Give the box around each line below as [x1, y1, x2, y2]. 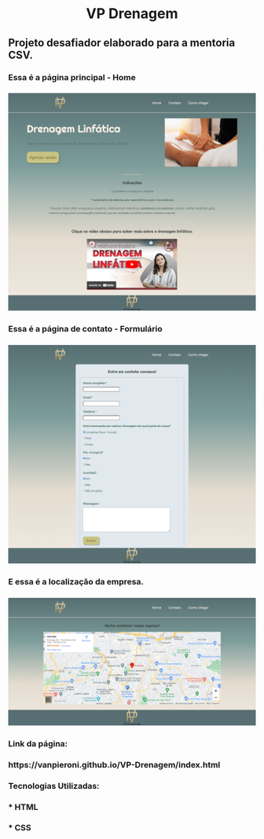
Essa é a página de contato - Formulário [8, 323, 163, 334]
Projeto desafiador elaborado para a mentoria [8, 36, 236, 49]
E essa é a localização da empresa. [8, 577, 144, 588]
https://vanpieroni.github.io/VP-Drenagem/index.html [8, 759, 221, 770]
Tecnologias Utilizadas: [8, 780, 100, 791]
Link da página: [8, 738, 68, 749]
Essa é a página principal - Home [8, 71, 136, 82]
